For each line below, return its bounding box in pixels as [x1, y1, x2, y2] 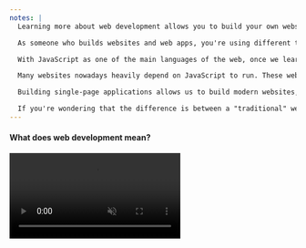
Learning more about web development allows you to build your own [17, 22, 280, 31]
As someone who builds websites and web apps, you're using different [17, 38, 291, 47]
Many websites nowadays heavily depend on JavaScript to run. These [17, 71, 283, 80]
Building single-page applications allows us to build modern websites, [17, 88, 300, 97]
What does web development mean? [9, 132, 151, 143]
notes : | [9, 13, 43, 23]
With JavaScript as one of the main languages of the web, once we [17, 55, 280, 64]
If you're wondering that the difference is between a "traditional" [17, 104, 287, 114]
